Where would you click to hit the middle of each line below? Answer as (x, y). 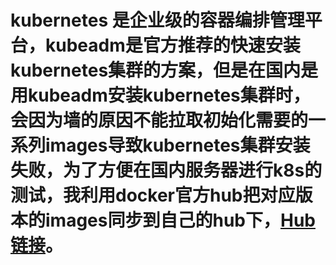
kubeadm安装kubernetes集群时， (169, 95)
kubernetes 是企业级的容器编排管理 (157, 20)
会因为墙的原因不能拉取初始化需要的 (159, 120)
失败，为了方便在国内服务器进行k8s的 (166, 170)
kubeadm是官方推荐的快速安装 (173, 45)
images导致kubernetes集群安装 (178, 145)
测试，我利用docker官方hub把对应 (153, 195)
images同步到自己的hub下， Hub (180, 220)
